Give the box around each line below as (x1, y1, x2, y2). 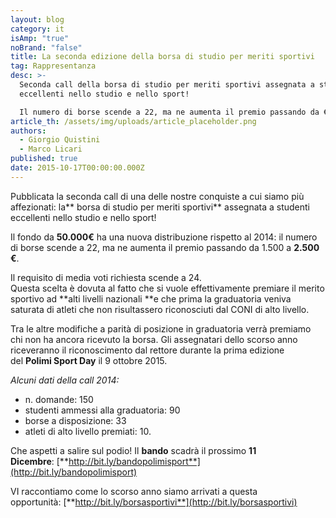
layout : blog (10, 14, 65, 25)
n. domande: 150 (24, 393, 94, 405)
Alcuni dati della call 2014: (10, 374, 120, 386)
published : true (10, 154, 78, 164)
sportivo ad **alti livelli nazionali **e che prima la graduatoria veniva (10, 292, 292, 305)
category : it (10, 24, 65, 34)
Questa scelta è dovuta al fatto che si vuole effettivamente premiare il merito (10, 282, 325, 294)
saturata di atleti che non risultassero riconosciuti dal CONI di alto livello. (10, 303, 310, 315)
